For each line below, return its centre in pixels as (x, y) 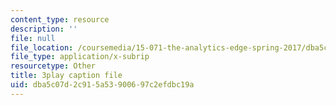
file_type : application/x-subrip (80, 57)
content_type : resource (60, 19)
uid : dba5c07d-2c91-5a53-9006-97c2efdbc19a (102, 85)
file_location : (42, 47)
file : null (33, 38)
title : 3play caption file (66, 76)
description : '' (44, 29)
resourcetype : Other (53, 66)
